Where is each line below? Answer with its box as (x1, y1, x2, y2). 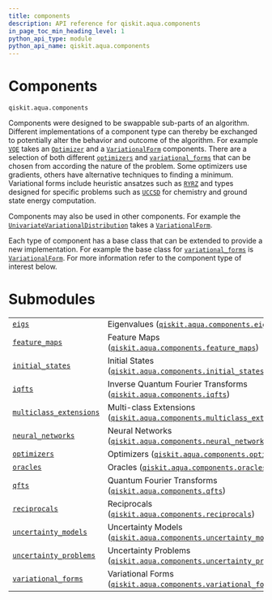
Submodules (8, 290, 96, 309)
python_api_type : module (8, 34, 92, 43)
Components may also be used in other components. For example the (8, 212, 241, 222)
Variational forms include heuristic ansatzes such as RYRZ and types (8, 179, 234, 188)
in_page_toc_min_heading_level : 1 (8, 27, 125, 35)
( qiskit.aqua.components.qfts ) (107, 485, 227, 496)
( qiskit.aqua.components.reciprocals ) (107, 508, 255, 520)
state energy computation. (8, 196, 97, 205)
